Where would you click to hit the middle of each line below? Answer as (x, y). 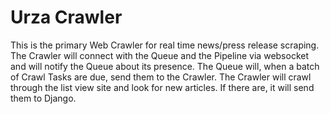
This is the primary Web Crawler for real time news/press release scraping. (165, 45)
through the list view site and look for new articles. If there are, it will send (162, 87)
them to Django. (43, 98)
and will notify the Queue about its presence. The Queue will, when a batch (165, 66)
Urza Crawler (66, 17)
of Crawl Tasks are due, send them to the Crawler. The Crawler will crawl (161, 77)
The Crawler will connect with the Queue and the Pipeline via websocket (160, 55)
